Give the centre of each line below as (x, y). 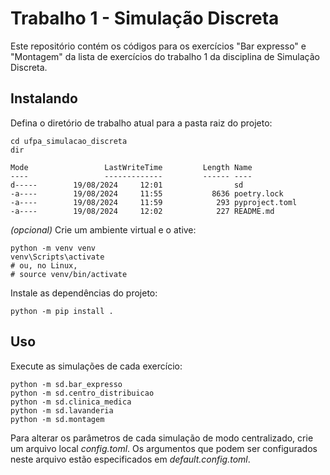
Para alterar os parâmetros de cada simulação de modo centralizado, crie (162, 438)
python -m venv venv (53, 248)
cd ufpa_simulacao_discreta (69, 141)
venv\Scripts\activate (57, 257)
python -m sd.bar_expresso (66, 384)
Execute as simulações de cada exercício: (96, 366)
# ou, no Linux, (44, 265)
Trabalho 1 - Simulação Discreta (145, 18)
